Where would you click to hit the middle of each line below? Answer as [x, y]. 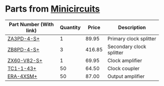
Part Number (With [31, 24]
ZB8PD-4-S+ [24, 50]
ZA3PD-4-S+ [24, 38]
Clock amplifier [125, 60]
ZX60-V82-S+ [25, 60]
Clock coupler [123, 68]
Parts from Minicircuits [52, 9]
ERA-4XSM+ [22, 76]
